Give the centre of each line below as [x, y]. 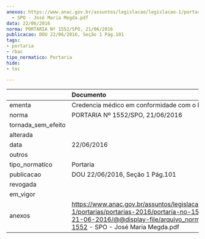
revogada [23, 185]
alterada [21, 135]
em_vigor [22, 194]
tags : [13, 40]
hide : [13, 63]
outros [19, 155]
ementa [20, 105]
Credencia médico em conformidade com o [134, 105]
